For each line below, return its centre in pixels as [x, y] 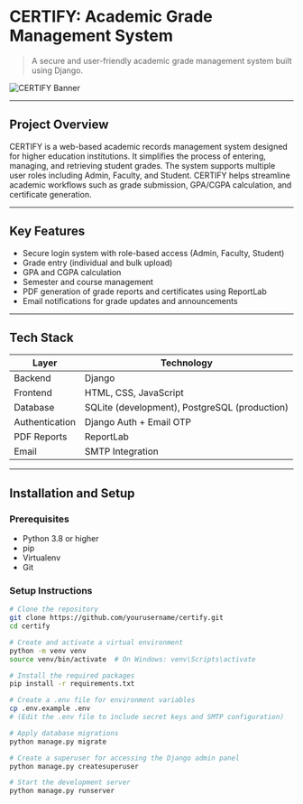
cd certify [30, 626]
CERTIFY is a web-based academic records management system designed [149, 146]
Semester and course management [87, 282]
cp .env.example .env [50, 709]
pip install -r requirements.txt [72, 684]
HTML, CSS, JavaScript [134, 393]
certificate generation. [50, 194]
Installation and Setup [72, 493]
